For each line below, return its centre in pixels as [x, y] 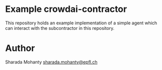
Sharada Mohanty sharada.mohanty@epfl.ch [51, 62]
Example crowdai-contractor [66, 9]
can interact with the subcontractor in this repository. [60, 28]
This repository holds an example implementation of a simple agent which [81, 23]
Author [20, 48]
